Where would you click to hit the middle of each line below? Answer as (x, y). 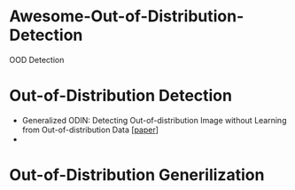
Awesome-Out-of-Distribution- (127, 16)
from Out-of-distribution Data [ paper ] (90, 130)
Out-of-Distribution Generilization (137, 175)
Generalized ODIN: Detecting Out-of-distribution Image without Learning (154, 120)
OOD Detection (37, 59)
